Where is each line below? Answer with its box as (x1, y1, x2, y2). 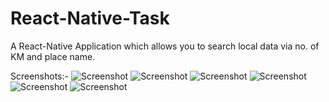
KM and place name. (10, 50, 96, 62)
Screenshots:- (10, 70, 69, 82)
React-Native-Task (10, 7, 170, 30)
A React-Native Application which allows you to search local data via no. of (10, 40, 320, 52)
